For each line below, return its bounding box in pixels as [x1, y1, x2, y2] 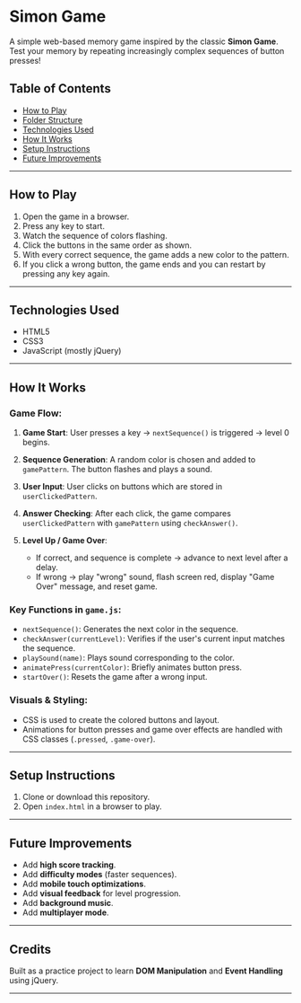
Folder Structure [21, 114, 83, 125]
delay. [35, 562, 58, 573]
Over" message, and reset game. [35, 581, 159, 592]
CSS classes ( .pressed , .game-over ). [21, 734, 156, 744]
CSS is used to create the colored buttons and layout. [21, 714, 219, 725]
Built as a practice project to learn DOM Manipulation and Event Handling [9, 965, 284, 976]
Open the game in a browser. [21, 211, 130, 222]
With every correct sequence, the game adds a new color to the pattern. [21, 249, 289, 260]
